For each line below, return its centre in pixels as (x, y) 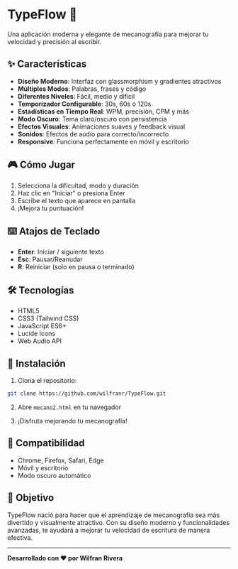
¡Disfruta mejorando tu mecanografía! (72, 421)
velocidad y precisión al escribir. (55, 41)
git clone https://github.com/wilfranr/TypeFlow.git (87, 394)
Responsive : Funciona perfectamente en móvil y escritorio (103, 141)
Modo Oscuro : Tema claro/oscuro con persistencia (92, 119)
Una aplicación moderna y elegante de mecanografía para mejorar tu (108, 34)
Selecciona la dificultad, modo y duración (78, 185)
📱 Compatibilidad (46, 443)
